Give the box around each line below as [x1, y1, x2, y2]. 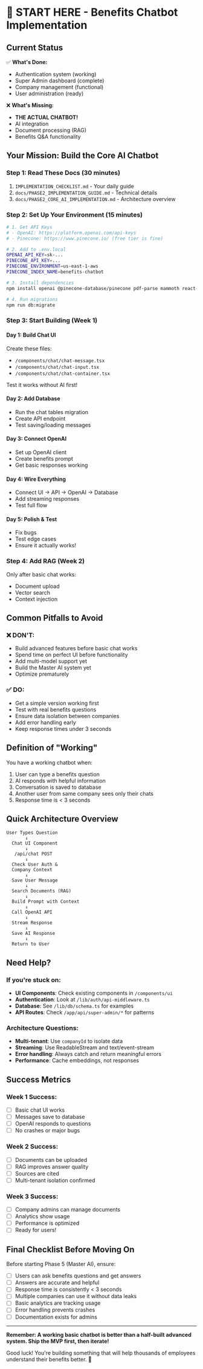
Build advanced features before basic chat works [14, 645, 138, 652]
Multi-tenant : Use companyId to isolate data [14, 1038, 123, 1045]
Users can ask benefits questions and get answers [14, 1272, 141, 1279]
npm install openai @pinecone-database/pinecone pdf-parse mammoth [6, 285, 180, 291]
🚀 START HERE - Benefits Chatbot [6, 5, 178, 19]
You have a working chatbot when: [6, 759, 92, 766]
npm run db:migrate [6, 302, 56, 308]
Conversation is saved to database [14, 783, 101, 791]
